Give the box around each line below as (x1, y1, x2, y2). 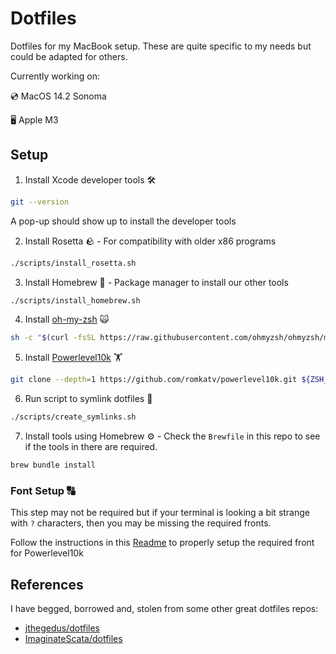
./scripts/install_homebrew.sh (10, 295, 141, 306)
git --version (10, 197, 70, 207)
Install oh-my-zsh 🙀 (24, 313, 110, 326)
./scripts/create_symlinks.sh (10, 412, 137, 422)
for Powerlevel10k (10, 547, 84, 559)
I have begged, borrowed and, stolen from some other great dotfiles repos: (10, 602, 319, 614)
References (10, 576, 84, 593)
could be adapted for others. (10, 50, 128, 62)
